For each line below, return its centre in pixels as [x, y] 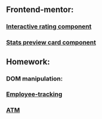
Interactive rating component [49, 27]
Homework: [28, 62]
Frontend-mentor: [40, 10]
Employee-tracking [34, 94]
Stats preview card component [51, 43]
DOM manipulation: [34, 78]
